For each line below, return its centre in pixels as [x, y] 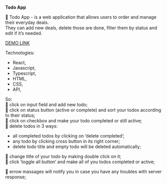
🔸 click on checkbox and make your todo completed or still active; [74, 121]
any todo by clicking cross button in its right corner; [66, 141]
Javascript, [24, 68]
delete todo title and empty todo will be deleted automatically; [77, 147]
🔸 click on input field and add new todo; [46, 105]
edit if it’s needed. [24, 33]
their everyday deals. [27, 22]
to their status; [20, 115]
